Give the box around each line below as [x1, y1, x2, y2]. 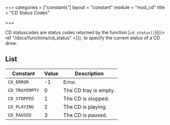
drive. [5, 40, 18, 46]
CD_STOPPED [8, 96, 34, 101]
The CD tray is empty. [63, 86, 116, 93]
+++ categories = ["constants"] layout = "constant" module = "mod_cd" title [5, 5, 165, 10]
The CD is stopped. [63, 95, 109, 102]
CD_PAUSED [8, 112, 32, 118]
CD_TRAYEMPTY [8, 87, 40, 93]
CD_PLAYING [8, 104, 34, 110]
